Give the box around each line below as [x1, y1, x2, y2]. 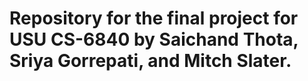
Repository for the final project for [9, 7, 299, 30]
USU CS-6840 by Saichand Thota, [9, 28, 299, 51]
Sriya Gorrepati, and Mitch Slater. [9, 50, 292, 72]
